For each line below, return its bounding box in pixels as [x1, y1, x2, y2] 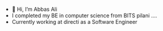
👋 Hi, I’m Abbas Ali [11, 6, 58, 13]
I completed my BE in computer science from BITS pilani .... [11, 12, 158, 19]
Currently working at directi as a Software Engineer [11, 18, 138, 25]
